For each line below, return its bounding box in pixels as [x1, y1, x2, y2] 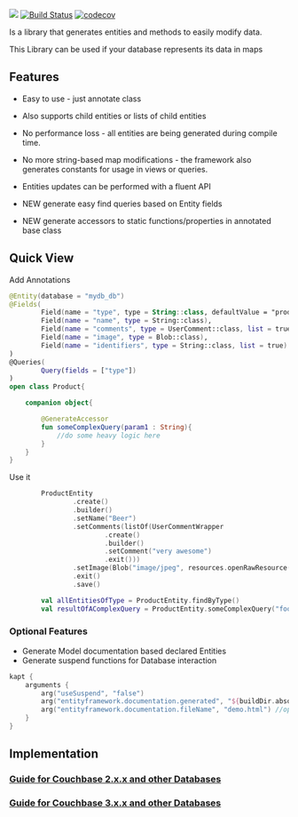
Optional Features [9, 625, 89, 637]
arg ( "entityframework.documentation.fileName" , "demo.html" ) [41, 705, 272, 715]
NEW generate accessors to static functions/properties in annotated [21, 215, 272, 226]
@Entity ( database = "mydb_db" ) [9, 292, 125, 300]
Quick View [9, 251, 74, 266]
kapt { [9, 672, 34, 681]
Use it [9, 472, 31, 483]
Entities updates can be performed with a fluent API [21, 180, 211, 191]
